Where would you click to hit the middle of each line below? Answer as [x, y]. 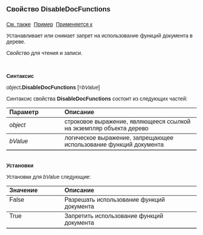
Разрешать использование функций [114, 200]
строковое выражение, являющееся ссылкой [127, 121]
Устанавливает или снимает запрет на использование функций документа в [100, 36]
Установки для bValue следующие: [49, 177]
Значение [24, 190]
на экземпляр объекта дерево [107, 128]
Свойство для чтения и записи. [44, 53]
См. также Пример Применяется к [49, 24]
